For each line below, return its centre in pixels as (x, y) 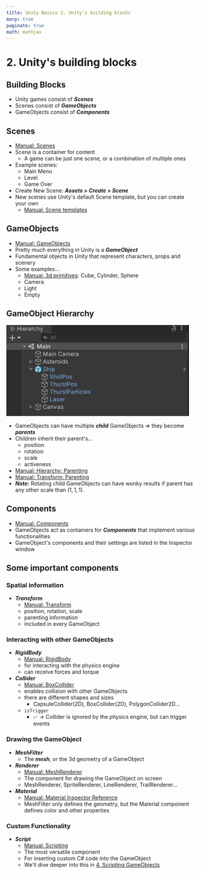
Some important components (62, 568)
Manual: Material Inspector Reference (71, 797)
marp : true (20, 19)
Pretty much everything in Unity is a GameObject (76, 249)
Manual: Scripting (46, 846)
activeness (37, 464)
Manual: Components (42, 523)
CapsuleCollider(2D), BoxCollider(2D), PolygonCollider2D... (106, 704)
